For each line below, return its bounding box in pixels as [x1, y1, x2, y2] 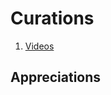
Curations [10, 7, 95, 30]
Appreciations [10, 69, 102, 86]
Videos [24, 40, 55, 52]
